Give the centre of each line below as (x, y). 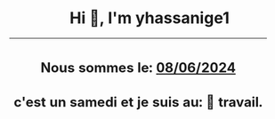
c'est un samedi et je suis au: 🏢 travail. (138, 102)
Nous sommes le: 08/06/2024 (138, 67)
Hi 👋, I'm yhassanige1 (150, 18)
